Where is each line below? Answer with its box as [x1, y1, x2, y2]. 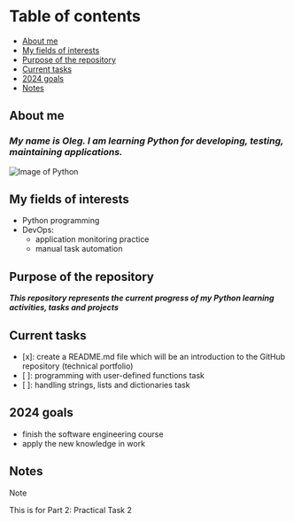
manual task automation [35, 244, 123, 254]
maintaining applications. [9, 146, 123, 159]
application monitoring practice [35, 234, 150, 245]
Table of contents [9, 6, 142, 27]
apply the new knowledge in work [21, 438, 146, 448]
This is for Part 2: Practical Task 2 [9, 504, 133, 515]
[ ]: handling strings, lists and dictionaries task [21, 379, 190, 391]
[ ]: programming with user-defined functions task [21, 370, 205, 381]
